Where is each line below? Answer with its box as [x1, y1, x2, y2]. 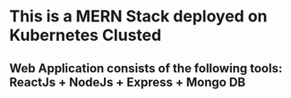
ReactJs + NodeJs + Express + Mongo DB [9, 74, 246, 90]
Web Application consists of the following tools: [9, 61, 283, 76]
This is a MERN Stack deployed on [9, 6, 268, 27]
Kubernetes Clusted [9, 25, 162, 45]
